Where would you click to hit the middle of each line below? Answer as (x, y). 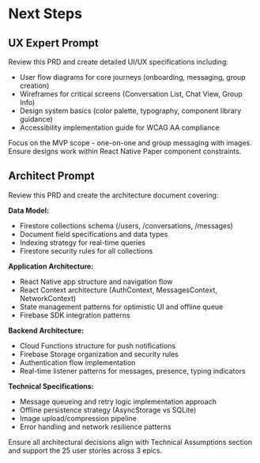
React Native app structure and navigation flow (96, 281)
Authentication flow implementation (77, 362)
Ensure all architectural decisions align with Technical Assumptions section (130, 442)
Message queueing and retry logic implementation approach (118, 401)
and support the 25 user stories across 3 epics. (85, 450)
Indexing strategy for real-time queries (83, 243)
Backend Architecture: (46, 330)
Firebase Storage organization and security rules (99, 354)
